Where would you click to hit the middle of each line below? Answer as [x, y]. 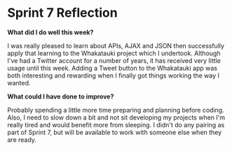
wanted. [19, 82]
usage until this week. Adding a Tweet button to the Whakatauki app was [112, 68]
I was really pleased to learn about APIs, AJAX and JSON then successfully [116, 45]
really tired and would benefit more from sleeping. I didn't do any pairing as [116, 124]
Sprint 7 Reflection [62, 13]
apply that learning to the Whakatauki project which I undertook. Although [114, 53]
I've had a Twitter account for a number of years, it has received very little [114, 60]
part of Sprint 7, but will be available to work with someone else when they [115, 132]
